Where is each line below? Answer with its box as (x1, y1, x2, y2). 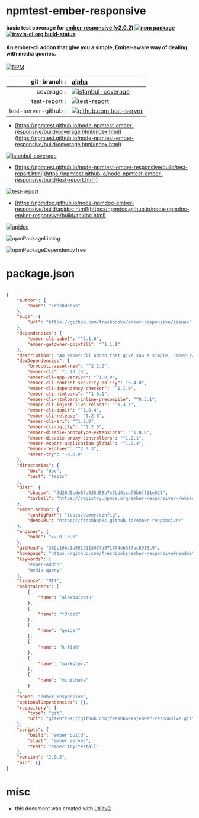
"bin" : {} (17, 760, 41, 766)
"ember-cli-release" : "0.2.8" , (27, 413, 105, 419)
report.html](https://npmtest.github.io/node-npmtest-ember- (14, 170, 163, 177)
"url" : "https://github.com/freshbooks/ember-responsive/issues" (27, 319, 192, 325)
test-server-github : (9, 107, 66, 115)
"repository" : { (17, 705, 57, 711)
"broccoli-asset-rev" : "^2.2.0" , (27, 363, 110, 370)
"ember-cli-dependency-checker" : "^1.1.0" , (27, 385, 136, 392)
